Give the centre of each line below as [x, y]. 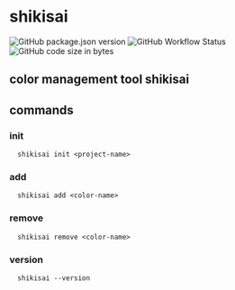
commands [41, 110]
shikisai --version [54, 278]
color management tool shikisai [99, 80]
